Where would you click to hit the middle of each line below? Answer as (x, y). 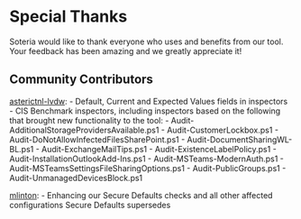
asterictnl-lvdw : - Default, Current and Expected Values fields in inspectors (149, 101)
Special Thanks (68, 17)
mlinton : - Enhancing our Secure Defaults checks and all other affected (141, 195)
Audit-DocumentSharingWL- (240, 139)
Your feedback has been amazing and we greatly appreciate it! (126, 50)
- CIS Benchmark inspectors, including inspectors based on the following (145, 111)
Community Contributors (81, 80)
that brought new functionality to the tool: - (89, 120)
